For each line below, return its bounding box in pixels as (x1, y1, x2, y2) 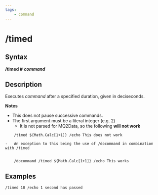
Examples (5, 172, 36, 181)
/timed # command (5, 66, 45, 72)
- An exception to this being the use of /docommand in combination (5, 142, 154, 146)
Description (5, 80, 42, 89)
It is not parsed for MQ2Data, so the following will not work (19, 123, 141, 129)
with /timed (5, 146, 30, 151)
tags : (5, 7, 16, 12)
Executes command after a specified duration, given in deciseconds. (5, 94, 145, 99)
